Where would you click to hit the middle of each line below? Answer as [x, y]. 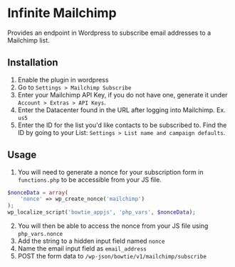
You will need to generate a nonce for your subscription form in [110, 172]
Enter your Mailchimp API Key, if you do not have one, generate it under [122, 94]
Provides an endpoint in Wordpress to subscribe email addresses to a [109, 33]
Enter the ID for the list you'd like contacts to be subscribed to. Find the [122, 125]
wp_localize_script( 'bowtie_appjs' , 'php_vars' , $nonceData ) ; [101, 212]
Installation [33, 63]
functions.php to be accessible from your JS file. [89, 180]
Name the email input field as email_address [82, 249]
